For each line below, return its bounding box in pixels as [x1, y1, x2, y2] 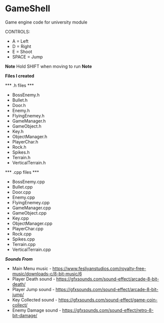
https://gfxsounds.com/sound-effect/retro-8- [62, 307, 154, 313]
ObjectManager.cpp [12, 220, 53, 226]
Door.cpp [12, 189, 31, 195]
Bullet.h [12, 97, 28, 103]
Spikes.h [12, 149, 30, 155]
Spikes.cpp [12, 236, 35, 242]
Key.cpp [12, 215, 29, 221]
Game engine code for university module [5, 19, 88, 25]
